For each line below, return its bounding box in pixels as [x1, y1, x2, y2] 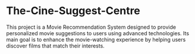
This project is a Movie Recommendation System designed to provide [6, 23, 177, 31]
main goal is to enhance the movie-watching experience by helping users [6, 36, 186, 43]
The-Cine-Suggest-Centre [6, 4, 141, 18]
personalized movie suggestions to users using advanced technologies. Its [6, 29, 189, 36]
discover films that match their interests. [6, 42, 105, 49]
